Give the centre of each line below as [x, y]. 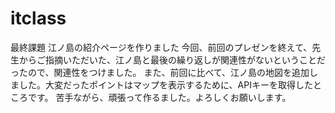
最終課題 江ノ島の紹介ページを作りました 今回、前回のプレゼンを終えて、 [161, 47]
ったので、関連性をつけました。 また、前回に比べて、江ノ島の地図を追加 [160, 72]
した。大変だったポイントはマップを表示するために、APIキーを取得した [165, 84]
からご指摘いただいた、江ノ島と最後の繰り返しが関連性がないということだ [172, 59]
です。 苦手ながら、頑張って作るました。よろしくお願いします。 [159, 97]
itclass [38, 18]
